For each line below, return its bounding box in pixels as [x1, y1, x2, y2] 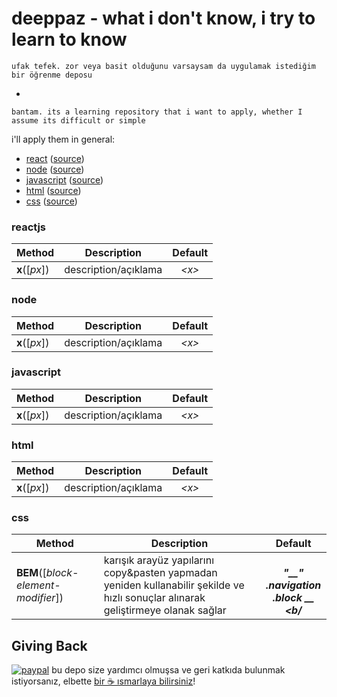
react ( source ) [25, 152, 85, 164]
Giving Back [11, 637, 88, 654]
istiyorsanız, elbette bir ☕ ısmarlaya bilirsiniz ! [11, 675, 196, 687]
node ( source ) [25, 163, 85, 175]
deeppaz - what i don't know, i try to [11, 7, 316, 30]
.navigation [265, 578, 322, 592]
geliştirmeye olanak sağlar [103, 603, 227, 617]
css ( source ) [25, 195, 78, 207]
